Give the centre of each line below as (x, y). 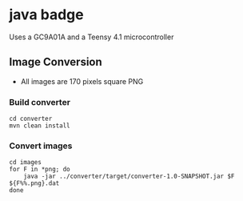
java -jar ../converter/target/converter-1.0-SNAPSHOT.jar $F (129, 177)
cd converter (31, 119)
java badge (46, 15)
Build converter (40, 102)
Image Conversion (56, 62)
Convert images (41, 146)
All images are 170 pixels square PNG (82, 81)
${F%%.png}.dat (34, 183)
